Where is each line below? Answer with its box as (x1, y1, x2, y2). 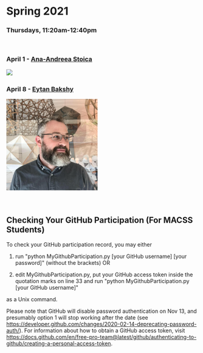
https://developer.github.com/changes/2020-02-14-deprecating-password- (6, 320, 197, 327)
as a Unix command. (6, 295, 58, 302)
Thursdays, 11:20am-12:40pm (6, 26, 97, 35)
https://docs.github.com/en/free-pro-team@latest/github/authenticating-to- (6, 333, 197, 340)
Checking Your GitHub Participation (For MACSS (6, 215, 193, 226)
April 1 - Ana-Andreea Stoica (6, 55, 92, 63)
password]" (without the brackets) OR (15, 259, 111, 266)
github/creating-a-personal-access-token (6, 340, 111, 347)
